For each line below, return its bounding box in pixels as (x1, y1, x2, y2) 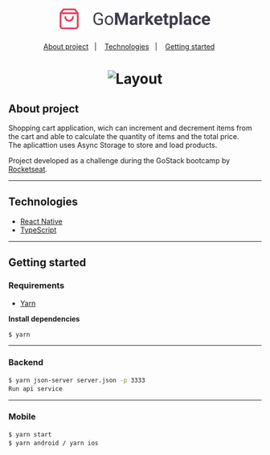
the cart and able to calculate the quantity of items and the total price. (8, 132, 239, 141)
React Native (19, 216, 63, 226)
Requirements (8, 280, 65, 291)
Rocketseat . (8, 165, 48, 174)
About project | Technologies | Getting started (43, 42, 215, 51)
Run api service (8, 384, 63, 393)
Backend (8, 357, 44, 368)
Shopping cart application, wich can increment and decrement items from (8, 123, 252, 133)
